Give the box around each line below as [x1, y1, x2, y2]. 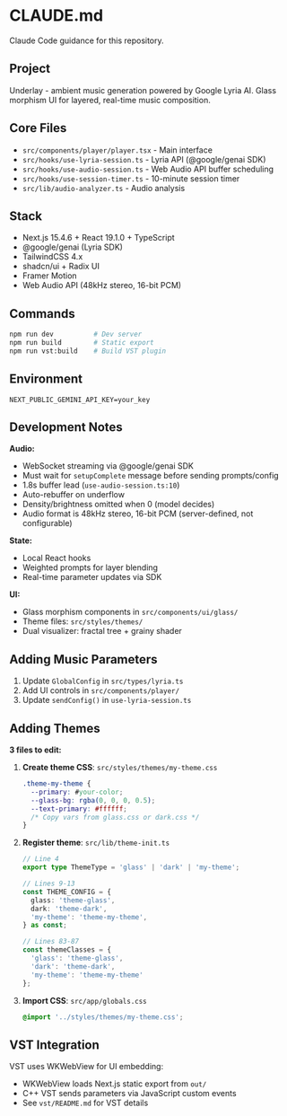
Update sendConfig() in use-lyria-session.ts [22, 695, 192, 706]
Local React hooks [22, 553, 91, 564]
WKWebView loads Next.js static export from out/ [22, 1078, 207, 1089]
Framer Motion [22, 270, 78, 281]
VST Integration [9, 1037, 100, 1052]
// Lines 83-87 [22, 937, 80, 946]
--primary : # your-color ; [30, 787, 124, 796]
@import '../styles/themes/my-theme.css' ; [22, 1012, 184, 1022]
